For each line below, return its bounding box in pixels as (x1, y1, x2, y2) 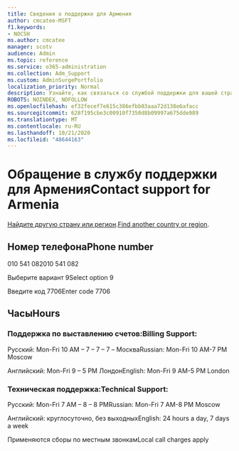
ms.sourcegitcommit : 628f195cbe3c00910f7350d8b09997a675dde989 (7, 109, 199, 116)
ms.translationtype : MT (7, 116, 78, 123)
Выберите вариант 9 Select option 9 (7, 273, 114, 281)
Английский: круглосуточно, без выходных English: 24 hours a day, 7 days (7, 413, 230, 423)
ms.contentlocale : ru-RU (7, 122, 81, 130)
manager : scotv (7, 43, 53, 50)
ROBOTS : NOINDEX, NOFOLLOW (7, 97, 87, 104)
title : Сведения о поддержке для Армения (7, 10, 132, 18)
